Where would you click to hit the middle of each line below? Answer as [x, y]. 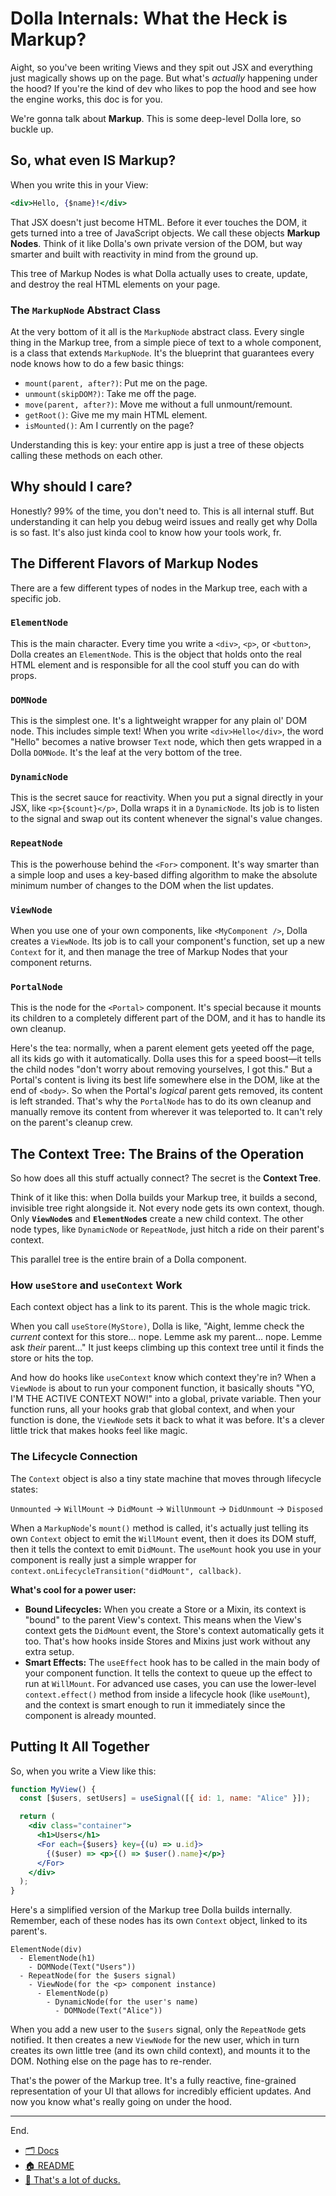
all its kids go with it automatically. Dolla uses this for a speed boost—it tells [166, 1059]
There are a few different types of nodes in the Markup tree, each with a [159, 588]
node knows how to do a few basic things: [97, 363]
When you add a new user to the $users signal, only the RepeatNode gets [158, 2029]
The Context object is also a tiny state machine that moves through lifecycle [166, 1478]
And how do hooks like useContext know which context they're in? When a [163, 1378]
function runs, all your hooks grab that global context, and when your [153, 1409]
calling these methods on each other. [86, 455]
